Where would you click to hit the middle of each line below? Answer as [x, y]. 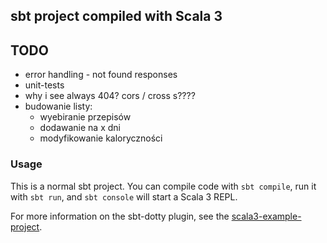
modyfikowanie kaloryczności [101, 138]
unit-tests [44, 85]
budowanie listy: [58, 106]
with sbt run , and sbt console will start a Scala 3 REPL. [124, 196]
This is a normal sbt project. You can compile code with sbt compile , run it [163, 186]
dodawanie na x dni [80, 128]
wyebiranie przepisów [85, 117]
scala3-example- [266, 216]
